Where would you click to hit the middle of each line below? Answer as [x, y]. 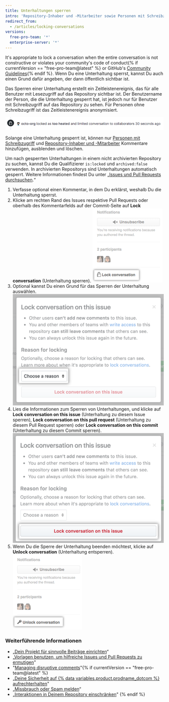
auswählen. [24, 291]
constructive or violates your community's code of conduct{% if [72, 62]
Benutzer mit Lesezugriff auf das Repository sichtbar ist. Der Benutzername [84, 94]
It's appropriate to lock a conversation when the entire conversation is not [82, 57]
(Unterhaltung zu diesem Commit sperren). [57, 431]
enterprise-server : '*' [34, 43]
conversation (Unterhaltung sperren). [52, 281]
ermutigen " [24, 662]
